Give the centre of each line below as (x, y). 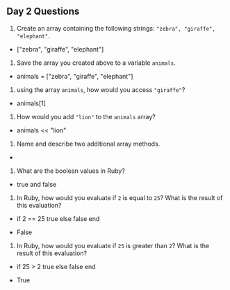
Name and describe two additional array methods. (88, 144)
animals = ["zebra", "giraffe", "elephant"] (75, 76)
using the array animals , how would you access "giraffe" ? (101, 89)
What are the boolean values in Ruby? (71, 171)
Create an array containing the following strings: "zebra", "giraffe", (116, 28)
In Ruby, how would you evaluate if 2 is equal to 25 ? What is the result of (120, 197)
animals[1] (31, 103)
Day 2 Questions (43, 12)
